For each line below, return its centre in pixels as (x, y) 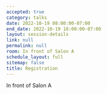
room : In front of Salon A (40, 52)
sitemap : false (25, 62)
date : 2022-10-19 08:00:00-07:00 (48, 23)
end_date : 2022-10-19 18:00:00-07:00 (54, 29)
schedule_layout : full (35, 57)
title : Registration (32, 68)
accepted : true (25, 12)
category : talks (27, 18)
